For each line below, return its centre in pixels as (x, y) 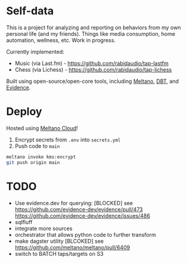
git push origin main (33, 162)
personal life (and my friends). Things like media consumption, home (91, 33)
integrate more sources (44, 228)
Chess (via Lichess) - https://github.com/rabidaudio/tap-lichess (93, 69)
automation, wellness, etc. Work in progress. (61, 40)
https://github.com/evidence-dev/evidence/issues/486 (82, 215)
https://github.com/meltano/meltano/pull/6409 (72, 247)
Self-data (30, 11)
